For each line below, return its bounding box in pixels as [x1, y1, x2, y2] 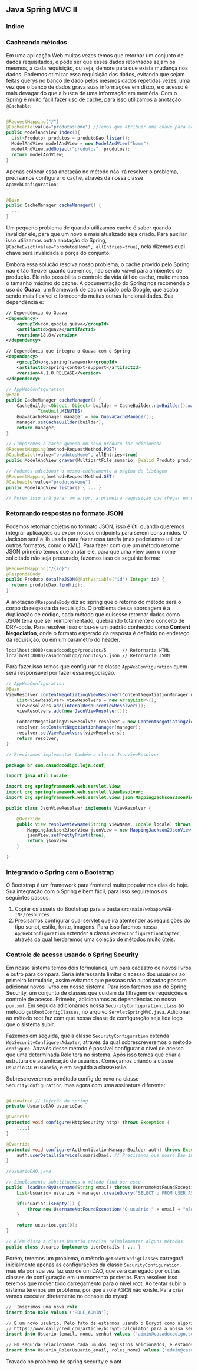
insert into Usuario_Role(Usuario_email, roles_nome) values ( [6, 1347, 165, 1353]
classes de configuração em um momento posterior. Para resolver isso [6, 1273, 178, 1281]
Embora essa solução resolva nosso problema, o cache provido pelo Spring [6, 261, 190, 268]
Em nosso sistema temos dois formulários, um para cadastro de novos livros [6, 964, 192, 971]
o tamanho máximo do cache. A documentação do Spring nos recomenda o [6, 280, 190, 287]
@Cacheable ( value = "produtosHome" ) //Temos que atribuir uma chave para [6, 124, 186, 130]
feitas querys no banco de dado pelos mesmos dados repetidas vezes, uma [6, 77, 190, 84]
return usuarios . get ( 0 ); [16, 1223, 78, 1228]
